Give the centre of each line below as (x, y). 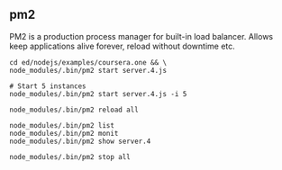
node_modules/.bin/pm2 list (62, 125)
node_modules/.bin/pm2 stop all (70, 157)
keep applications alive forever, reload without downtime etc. (123, 46)
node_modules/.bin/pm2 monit (64, 133)
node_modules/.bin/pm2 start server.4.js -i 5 (98, 94)
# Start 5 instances (48, 86)
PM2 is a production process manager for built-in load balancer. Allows (141, 36)
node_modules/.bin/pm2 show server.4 (80, 141)
